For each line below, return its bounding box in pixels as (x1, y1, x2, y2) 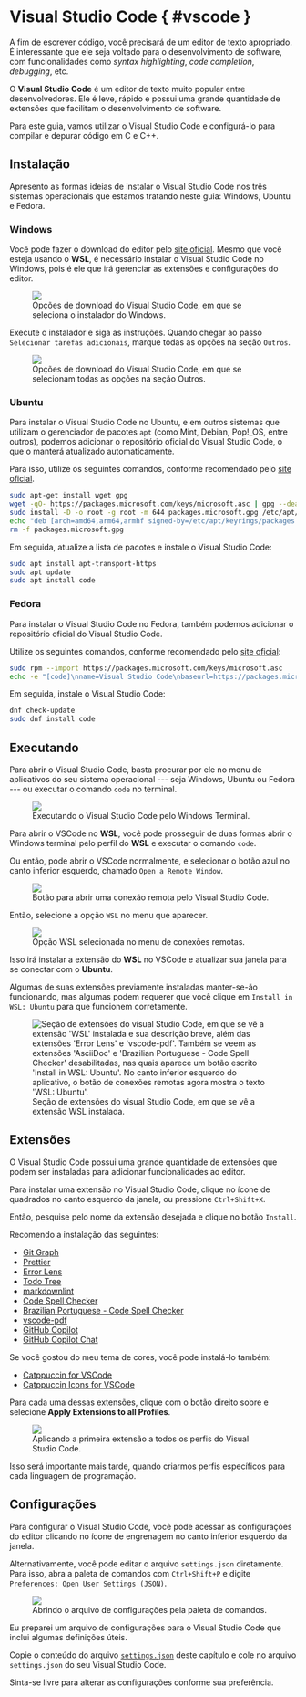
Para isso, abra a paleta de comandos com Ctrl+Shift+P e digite (9, 1567, 251, 1578)
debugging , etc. (9, 66, 69, 77)
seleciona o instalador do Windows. (32, 309, 167, 320)
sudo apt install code (9, 576, 96, 585)
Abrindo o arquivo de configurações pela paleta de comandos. (32, 1604, 267, 1615)
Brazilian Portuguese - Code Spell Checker (22, 1304, 184, 1315)
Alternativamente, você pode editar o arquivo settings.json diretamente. (9, 1558, 284, 1569)
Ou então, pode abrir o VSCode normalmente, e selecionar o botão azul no (9, 855, 290, 866)
